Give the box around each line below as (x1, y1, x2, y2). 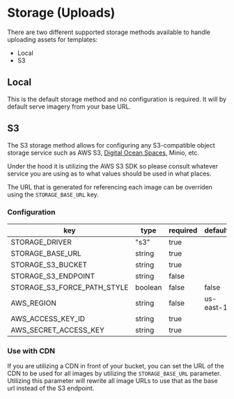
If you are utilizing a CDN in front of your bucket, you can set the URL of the (7, 362, 224, 370)
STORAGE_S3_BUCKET (10, 260, 88, 269)
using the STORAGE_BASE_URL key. (7, 190, 99, 198)
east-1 (204, 302, 228, 312)
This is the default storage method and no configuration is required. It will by (7, 95, 227, 103)
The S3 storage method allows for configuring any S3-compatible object (7, 141, 216, 149)
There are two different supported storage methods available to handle (7, 28, 211, 36)
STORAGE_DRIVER (10, 237, 72, 247)
